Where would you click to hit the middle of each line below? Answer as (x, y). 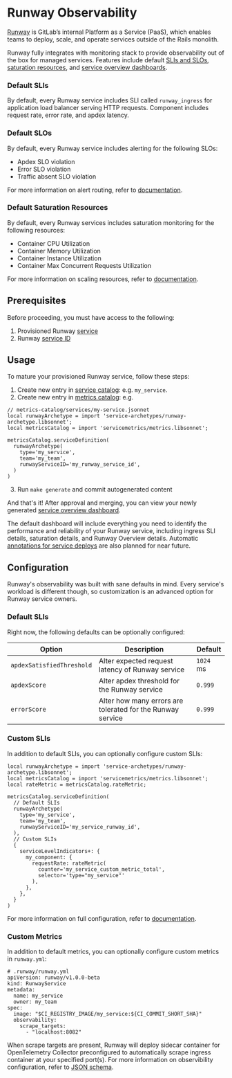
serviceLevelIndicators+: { (60, 851)
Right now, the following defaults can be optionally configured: (96, 632)
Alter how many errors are (141, 701)
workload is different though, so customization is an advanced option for (110, 592)
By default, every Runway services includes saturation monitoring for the (111, 222)
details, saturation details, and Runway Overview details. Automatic (103, 539)
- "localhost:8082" (53, 1032)
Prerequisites (37, 301)
